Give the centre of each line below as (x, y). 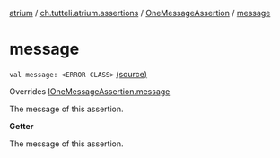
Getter (22, 126)
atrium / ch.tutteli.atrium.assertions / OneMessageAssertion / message (140, 13)
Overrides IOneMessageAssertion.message (90, 91)
